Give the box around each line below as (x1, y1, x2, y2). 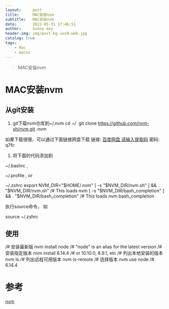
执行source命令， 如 (5, 203, 48, 209)
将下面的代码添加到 (12, 152, 53, 159)
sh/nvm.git (12, 126, 36, 132)
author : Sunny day (5, 26, 53, 31)
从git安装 (5, 106, 34, 114)
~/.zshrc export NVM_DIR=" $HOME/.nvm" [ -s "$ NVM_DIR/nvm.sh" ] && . (5, 182, 159, 188)
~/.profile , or (5, 172, 33, 178)
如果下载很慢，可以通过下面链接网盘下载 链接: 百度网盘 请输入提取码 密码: (5, 136, 160, 142)
